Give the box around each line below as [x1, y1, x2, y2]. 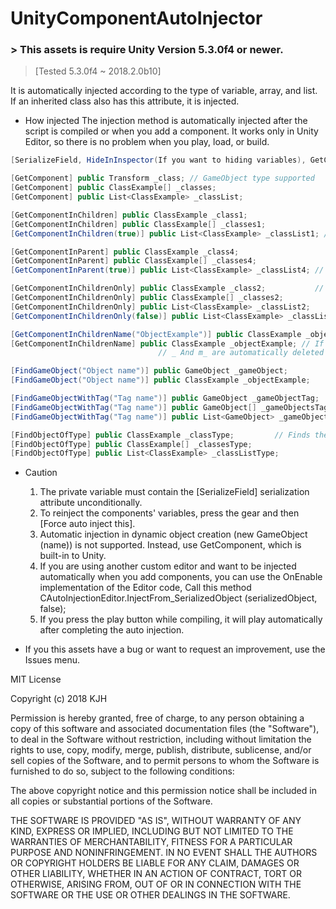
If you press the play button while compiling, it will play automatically [39, 613, 323, 626]
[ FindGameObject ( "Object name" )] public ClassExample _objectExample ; [10, 375, 311, 386]
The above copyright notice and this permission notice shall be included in [10, 785, 317, 797]
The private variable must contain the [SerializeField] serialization [39, 486, 310, 498]
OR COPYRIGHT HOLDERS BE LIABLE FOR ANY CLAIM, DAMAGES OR [10, 857, 300, 869]
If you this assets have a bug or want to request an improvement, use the [24, 643, 326, 656]
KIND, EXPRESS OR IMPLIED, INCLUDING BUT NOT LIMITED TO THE [10, 825, 294, 837]
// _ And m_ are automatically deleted [158, 348, 325, 358]
